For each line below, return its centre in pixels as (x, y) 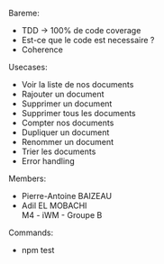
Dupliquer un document (65, 132)
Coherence (42, 50)
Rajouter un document (63, 94)
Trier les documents (59, 151)
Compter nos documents (68, 123)
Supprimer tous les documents (78, 113)
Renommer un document (68, 142)
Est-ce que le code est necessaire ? (88, 40)
